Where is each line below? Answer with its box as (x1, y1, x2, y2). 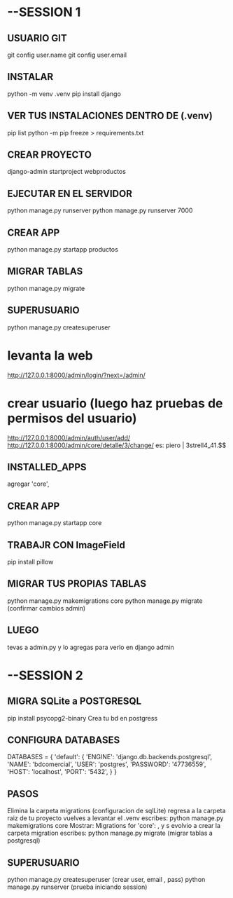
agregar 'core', (7, 479, 50, 488)
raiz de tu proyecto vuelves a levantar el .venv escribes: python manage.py (7, 814, 224, 822)
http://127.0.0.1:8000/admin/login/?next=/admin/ (7, 371, 146, 379)
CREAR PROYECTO (7, 149, 92, 161)
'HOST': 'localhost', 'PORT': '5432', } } (7, 768, 118, 776)
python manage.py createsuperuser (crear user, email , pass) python (7, 876, 206, 884)
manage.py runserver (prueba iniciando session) (7, 883, 148, 891)
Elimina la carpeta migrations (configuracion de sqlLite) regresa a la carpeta (7, 807, 226, 815)
